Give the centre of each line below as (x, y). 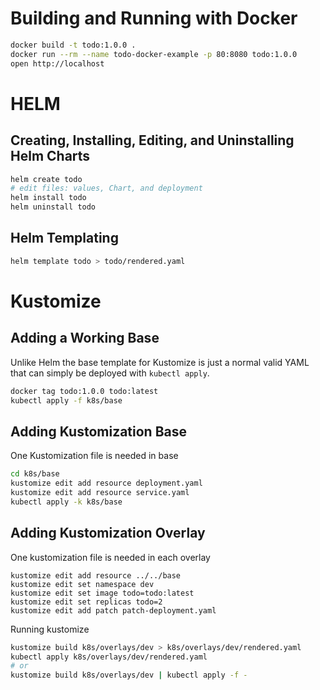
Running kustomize (50, 629)
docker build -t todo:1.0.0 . (73, 45)
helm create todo (46, 179)
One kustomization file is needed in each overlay (110, 557)
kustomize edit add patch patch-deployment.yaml (113, 610)
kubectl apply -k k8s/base (66, 502)
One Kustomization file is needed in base (94, 456)
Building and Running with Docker (154, 18)
